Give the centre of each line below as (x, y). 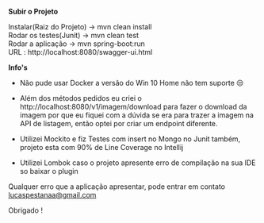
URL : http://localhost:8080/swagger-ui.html (80, 52)
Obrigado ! (26, 210)
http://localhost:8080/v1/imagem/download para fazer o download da (133, 107)
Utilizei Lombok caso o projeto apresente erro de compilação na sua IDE (138, 163)
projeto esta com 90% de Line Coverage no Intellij (101, 147)
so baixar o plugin (49, 171)
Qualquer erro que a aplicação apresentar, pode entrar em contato (117, 186)
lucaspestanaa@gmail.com (52, 195)
